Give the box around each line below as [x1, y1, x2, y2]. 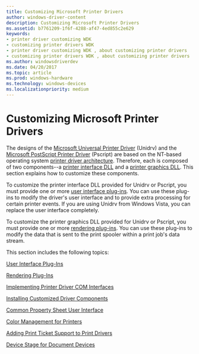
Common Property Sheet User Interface [6, 306, 104, 313]
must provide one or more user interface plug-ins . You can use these [6, 187, 175, 194]
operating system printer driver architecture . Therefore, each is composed [6, 157, 188, 164]
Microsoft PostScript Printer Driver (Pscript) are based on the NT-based [6, 150, 182, 158]
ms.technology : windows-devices [6, 81, 86, 87]
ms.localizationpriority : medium [6, 86, 89, 92]
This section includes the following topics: [6, 249, 109, 256]
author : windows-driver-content [6, 14, 86, 20]
